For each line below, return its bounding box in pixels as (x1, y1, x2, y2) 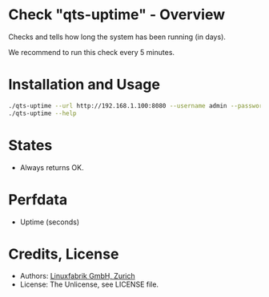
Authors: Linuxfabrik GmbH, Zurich (19, 271, 136, 281)
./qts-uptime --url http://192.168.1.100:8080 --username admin (8, 101, 227, 109)
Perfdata (8, 190, 68, 208)
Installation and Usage (8, 76, 160, 93)
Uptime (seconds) (19, 217, 80, 227)
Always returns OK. (19, 162, 84, 172)
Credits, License (8, 245, 119, 263)
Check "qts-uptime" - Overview (8, 6, 226, 24)
